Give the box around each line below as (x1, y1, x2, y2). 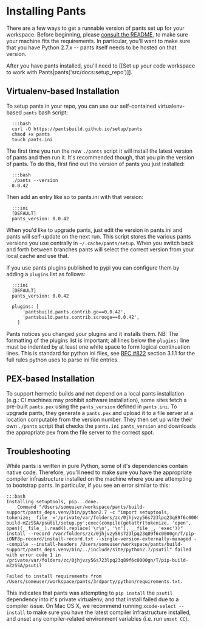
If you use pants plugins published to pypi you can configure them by (6, 263, 180, 271)
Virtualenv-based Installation (6, 86, 120, 97)
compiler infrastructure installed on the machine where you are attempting (6, 475, 192, 483)
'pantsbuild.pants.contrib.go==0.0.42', (22, 309, 126, 315)
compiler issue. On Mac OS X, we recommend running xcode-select (6, 602, 177, 610)
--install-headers (30, 542, 78, 548)
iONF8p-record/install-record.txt (6, 536, 94, 542)
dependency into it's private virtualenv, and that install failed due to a (6, 596, 179, 603)
